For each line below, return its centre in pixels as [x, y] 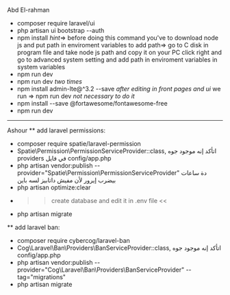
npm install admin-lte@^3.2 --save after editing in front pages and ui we [119, 89]
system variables [41, 67]
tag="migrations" [41, 277]
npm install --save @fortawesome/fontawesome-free [92, 103]
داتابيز [48, 180]
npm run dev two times [49, 81]
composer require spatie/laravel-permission [79, 144]
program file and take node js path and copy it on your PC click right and [119, 52]
